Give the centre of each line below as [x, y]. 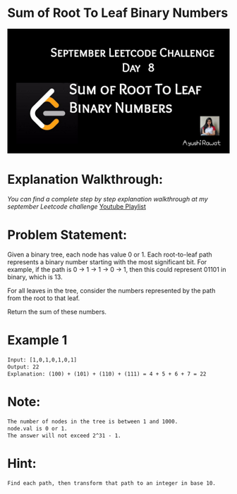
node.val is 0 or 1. [38, 428]
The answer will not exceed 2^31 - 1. [64, 436]
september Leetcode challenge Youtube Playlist [77, 206]
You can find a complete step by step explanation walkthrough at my [108, 199]
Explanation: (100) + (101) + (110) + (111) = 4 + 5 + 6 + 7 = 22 [107, 374]
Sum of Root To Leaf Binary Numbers [118, 13]
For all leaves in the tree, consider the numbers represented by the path [111, 291]
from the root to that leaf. [44, 298]
